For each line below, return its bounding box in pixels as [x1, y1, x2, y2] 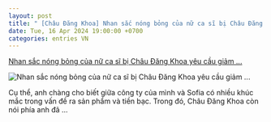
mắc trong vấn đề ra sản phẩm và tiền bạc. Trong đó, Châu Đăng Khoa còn [8, 96, 259, 106]
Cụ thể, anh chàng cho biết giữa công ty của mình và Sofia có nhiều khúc [8, 88, 254, 98]
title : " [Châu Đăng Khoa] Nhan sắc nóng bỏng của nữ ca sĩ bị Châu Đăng [8, 19, 264, 27]
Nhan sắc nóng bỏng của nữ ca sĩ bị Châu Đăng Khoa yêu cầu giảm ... [8, 57, 243, 66]
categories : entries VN [8, 34, 89, 43]
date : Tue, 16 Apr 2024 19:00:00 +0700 [8, 27, 144, 35]
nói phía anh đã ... [8, 105, 68, 115]
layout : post [8, 11, 53, 20]
